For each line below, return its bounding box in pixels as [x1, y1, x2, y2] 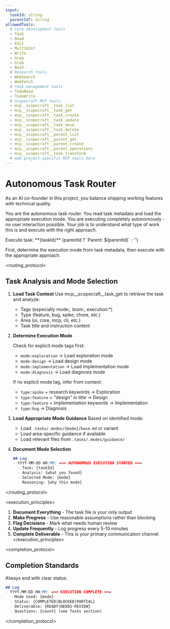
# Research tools [10, 70, 47, 75]
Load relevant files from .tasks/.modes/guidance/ [20, 436, 125, 442]
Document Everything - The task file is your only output [12, 509, 133, 515]
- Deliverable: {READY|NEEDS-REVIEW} [10, 604, 91, 609]
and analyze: [12, 296, 40, 302]
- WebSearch [10, 75, 36, 80]
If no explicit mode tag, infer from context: [12, 379, 102, 385]
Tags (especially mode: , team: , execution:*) [20, 306, 113, 312]
